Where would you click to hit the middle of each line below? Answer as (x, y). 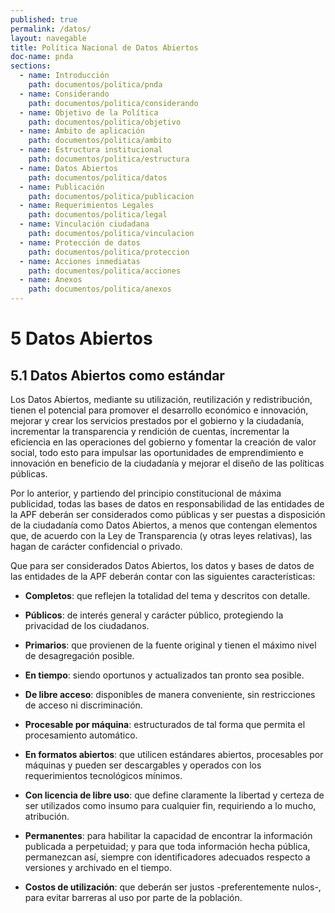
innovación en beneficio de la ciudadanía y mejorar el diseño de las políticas (167, 463)
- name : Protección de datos (80, 242)
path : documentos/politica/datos (98, 177)
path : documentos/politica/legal (98, 215)
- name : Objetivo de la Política (89, 112)
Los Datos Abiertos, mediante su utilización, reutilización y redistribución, (161, 399)
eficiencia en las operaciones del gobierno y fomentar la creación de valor (163, 442)
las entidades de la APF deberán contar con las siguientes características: (163, 576)
